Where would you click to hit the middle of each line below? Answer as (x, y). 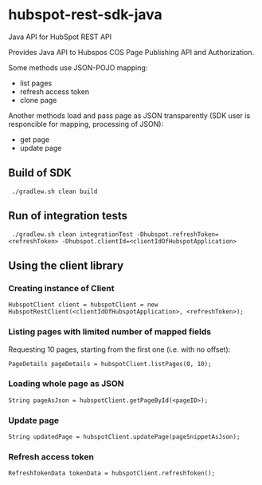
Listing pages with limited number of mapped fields (110, 332)
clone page (38, 100)
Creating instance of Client (61, 288)
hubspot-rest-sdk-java (86, 15)
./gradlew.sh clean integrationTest (72, 234)
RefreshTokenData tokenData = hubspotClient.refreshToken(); (112, 473)
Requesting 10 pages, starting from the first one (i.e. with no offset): (119, 349)
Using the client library (66, 265)
